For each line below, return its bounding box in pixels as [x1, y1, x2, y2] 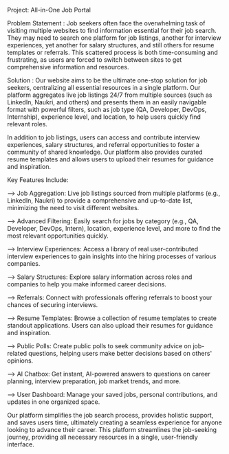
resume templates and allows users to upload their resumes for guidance [7, 155, 215, 163]
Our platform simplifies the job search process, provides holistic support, [7, 411, 214, 419]
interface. [7, 440, 34, 449]
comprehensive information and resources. [7, 63, 129, 71]
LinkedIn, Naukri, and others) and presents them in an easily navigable [7, 98, 207, 106]
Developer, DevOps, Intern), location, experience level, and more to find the [7, 225, 221, 232]
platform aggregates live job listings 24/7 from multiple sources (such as [7, 91, 212, 99]
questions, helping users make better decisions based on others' [28, 350, 212, 357]
